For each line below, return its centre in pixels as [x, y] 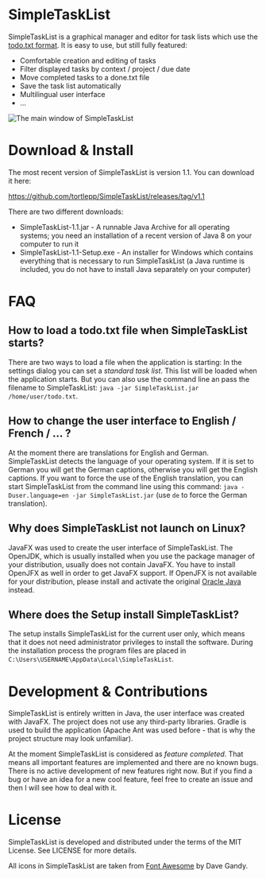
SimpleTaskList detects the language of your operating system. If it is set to [131, 461]
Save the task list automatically [70, 86]
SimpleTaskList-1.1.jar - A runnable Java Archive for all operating [125, 227]
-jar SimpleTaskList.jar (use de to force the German [160, 495]
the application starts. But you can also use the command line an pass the [129, 379]
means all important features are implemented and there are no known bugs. [133, 763]
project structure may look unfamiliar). [71, 739]
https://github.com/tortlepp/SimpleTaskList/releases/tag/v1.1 [106, 196]
